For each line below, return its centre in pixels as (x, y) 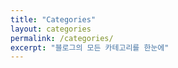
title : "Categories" (53, 19)
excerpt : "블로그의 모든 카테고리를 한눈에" (90, 47)
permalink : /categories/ (62, 38)
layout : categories (51, 29)
